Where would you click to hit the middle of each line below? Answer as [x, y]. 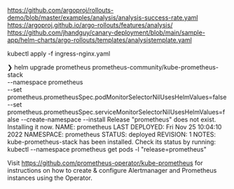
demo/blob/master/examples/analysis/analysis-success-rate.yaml [103, 18]
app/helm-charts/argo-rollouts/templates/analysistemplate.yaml [100, 40]
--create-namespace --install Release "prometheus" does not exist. [118, 119]
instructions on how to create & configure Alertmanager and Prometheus [112, 170]
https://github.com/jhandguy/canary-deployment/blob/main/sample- [106, 32]
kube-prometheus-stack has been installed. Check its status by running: [111, 142]
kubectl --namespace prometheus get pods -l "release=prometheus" [107, 149]
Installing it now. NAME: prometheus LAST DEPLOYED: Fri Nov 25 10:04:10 [115, 127]
